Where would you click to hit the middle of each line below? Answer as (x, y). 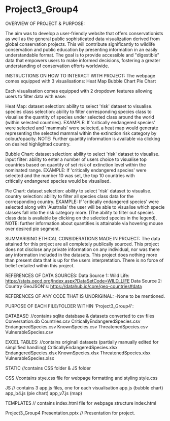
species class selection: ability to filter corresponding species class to (78, 111)
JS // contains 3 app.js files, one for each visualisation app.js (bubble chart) (84, 387)
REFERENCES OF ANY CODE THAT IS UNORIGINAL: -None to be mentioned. (85, 296)
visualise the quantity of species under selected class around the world (80, 117)
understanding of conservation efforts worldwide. (57, 66)
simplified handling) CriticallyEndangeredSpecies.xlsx (61, 347)
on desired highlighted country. (38, 144)
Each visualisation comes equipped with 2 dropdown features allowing (79, 91)
